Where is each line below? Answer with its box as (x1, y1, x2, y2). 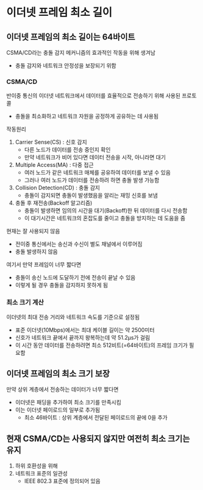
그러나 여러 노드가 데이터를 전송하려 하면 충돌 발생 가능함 (24, 177, 160, 184)
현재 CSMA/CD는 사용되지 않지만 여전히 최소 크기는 (6, 433, 190, 444)
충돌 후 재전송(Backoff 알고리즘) (15, 199, 93, 207)
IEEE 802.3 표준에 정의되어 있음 (24, 477, 101, 485)
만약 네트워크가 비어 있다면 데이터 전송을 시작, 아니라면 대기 (24, 153, 166, 161)
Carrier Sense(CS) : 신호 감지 (15, 138, 87, 146)
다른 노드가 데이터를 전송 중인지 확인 (24, 146, 111, 153)
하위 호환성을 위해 (15, 462, 58, 469)
